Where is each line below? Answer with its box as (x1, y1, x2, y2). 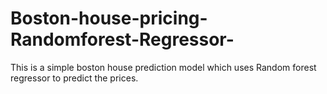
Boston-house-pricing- (10, 7, 208, 30)
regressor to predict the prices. (10, 72, 139, 84)
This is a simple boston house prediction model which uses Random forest (10, 61, 317, 73)
